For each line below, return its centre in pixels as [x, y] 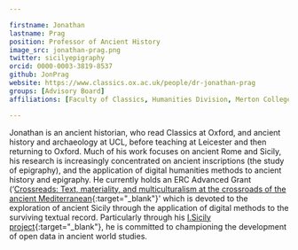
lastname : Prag [37, 33]
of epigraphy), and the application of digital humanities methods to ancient [145, 170]
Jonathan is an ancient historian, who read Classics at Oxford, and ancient [145, 132]
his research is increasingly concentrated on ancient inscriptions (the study [147, 160]
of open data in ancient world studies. [78, 236]
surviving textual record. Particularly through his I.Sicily [110, 217]
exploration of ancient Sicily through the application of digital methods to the [149, 207]
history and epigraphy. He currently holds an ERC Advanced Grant [130, 179]
